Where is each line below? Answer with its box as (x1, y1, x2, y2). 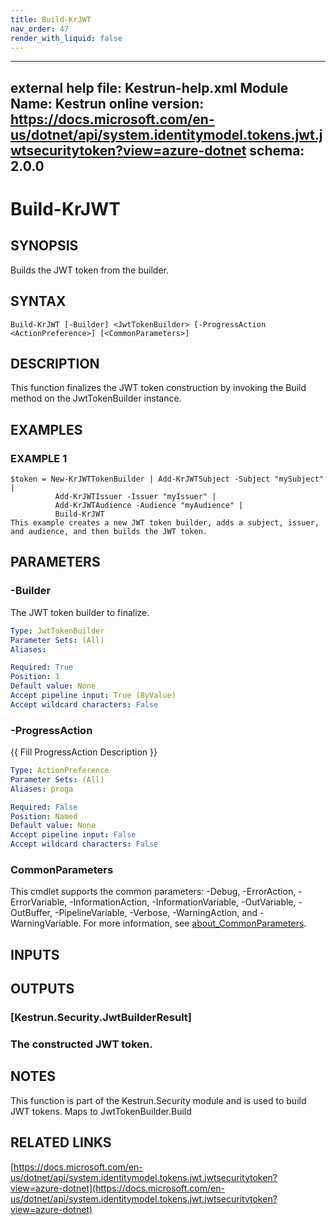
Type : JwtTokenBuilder (10, 626, 105, 636)
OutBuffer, (10, 907, 53, 919)
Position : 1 (10, 672, 60, 682)
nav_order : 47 (10, 24, 70, 34)
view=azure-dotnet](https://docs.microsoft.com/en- (10, 1182, 225, 1194)
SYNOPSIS (10, 237, 79, 255)
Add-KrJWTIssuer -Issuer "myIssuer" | (54, 492, 217, 502)
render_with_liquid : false (10, 33, 123, 43)
